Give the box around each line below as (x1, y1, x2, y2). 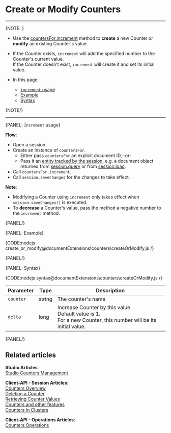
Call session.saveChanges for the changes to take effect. (12, 174, 130, 180)
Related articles (5, 351, 56, 360)
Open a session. (12, 141, 47, 147)
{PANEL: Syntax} (5, 265, 41, 271)
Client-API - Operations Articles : (5, 417, 75, 423)
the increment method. (12, 210, 60, 216)
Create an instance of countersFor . (12, 147, 86, 153)
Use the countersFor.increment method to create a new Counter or (12, 35, 153, 41)
